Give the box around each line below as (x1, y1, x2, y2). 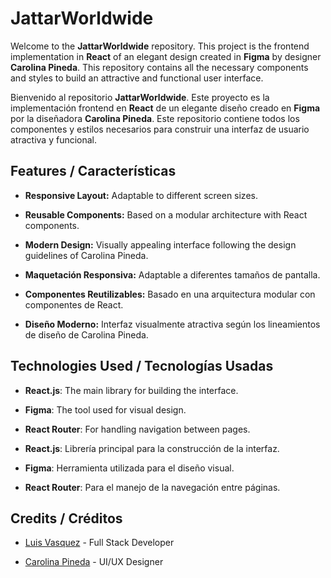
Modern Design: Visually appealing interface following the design (24, 238, 297, 251)
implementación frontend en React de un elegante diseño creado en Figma (10, 102, 321, 114)
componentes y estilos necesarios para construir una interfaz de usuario (10, 123, 310, 135)
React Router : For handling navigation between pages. (24, 423, 251, 435)
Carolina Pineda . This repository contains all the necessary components (10, 61, 309, 73)
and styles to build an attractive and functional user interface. (10, 72, 264, 84)
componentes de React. (24, 298, 124, 311)
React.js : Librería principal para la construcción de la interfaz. (24, 442, 280, 454)
